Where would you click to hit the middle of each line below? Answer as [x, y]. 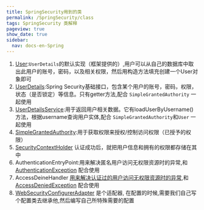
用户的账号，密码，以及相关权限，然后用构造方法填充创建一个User [109, 71]
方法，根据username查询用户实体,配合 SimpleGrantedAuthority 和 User [102, 117]
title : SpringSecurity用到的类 [44, 12]
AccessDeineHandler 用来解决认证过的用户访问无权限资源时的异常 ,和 [102, 177]
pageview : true [26, 29]
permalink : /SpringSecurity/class [50, 18]
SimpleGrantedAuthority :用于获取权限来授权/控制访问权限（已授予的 [100, 132]
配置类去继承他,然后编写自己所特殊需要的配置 [77, 200]
